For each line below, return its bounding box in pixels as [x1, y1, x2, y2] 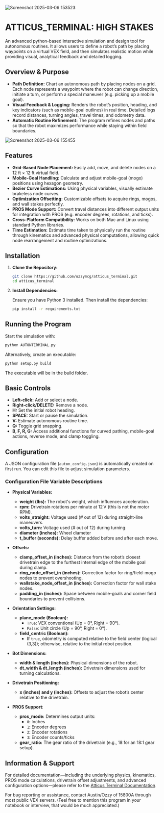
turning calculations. [19, 670, 61, 676]
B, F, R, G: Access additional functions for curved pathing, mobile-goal [12, 428, 155, 434]
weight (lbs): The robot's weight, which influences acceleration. [19, 499, 149, 505]
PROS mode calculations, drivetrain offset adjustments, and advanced [5, 777, 146, 783]
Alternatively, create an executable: [5, 351, 76, 357]
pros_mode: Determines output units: [19, 713, 95, 719]
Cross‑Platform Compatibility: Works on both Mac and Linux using [12, 216, 149, 223]
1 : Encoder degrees [26, 724, 67, 730]
